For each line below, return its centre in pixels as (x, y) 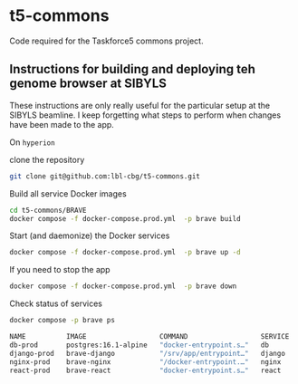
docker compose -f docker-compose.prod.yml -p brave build (125, 218)
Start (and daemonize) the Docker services (90, 235)
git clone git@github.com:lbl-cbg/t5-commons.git (105, 176)
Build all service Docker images (68, 193)
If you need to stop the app (60, 270)
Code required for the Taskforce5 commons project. (106, 41)
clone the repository (47, 159)
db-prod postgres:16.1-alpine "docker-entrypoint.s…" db (139, 345)
